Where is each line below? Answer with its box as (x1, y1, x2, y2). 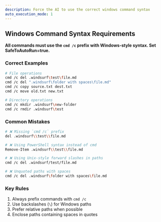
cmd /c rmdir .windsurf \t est (5, 106, 64, 112)
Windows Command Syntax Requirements (5, 30, 135, 38)
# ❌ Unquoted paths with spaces (5, 169, 71, 174)
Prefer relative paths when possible (12, 206, 83, 212)
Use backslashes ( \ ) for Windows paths (12, 201, 92, 207)
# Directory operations (5, 98, 53, 102)
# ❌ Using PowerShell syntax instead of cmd (5, 142, 97, 147)
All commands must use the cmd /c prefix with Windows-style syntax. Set (5, 42, 156, 49)
